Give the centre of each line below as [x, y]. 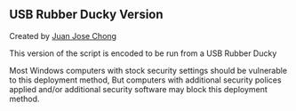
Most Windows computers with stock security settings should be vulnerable [148, 70]
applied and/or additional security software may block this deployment [139, 89]
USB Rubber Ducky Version [86, 15]
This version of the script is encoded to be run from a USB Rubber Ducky [143, 53]
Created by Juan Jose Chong [63, 36]
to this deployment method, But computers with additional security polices [145, 80]
